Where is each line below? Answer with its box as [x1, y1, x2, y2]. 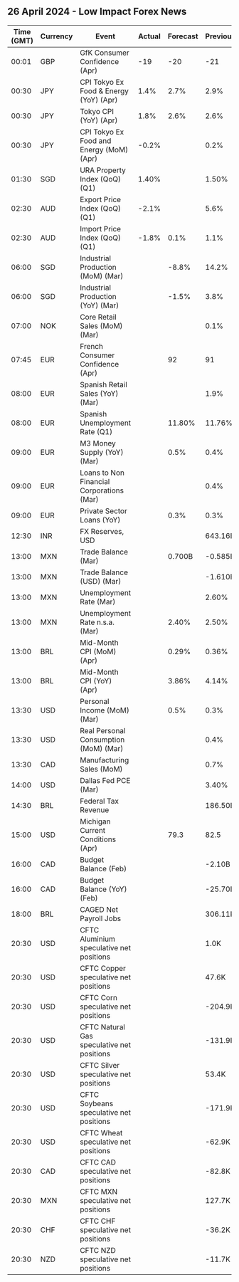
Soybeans [79, 1098, 114, 1108]
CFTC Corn [79, 992, 117, 1002]
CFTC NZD [79, 1245, 116, 1255]
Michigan [79, 816, 111, 826]
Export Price [79, 194, 122, 204]
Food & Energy [79, 85, 129, 95]
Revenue [79, 804, 110, 814]
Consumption [79, 735, 125, 745]
